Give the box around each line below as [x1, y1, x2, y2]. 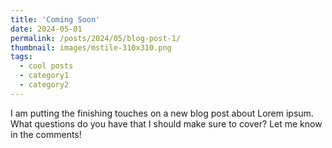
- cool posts [19, 61, 74, 71]
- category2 [19, 80, 70, 90]
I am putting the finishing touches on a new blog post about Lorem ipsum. [10, 107, 314, 119]
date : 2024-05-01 [10, 24, 83, 34]
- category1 [19, 71, 70, 81]
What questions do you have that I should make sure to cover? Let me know [10, 117, 323, 130]
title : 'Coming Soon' [10, 14, 101, 25]
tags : [10, 52, 33, 62]
